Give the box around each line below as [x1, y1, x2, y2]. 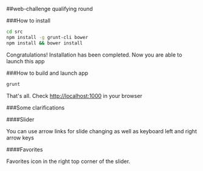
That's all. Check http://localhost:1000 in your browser [6, 92, 143, 99]
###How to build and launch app [6, 69, 89, 77]
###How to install [6, 17, 50, 24]
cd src [6, 29, 23, 35]
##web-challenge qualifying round [6, 5, 93, 12]
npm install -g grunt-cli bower [6, 34, 88, 40]
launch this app [6, 57, 45, 65]
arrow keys [6, 134, 35, 141]
